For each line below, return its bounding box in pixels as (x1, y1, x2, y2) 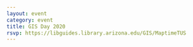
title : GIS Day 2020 (6, 23, 66, 30)
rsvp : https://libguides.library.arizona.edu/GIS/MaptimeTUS (6, 29, 187, 37)
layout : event (6, 10, 48, 17)
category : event (6, 17, 53, 23)
